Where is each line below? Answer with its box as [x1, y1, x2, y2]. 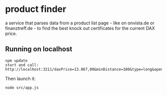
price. [5, 30, 17, 36]
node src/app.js [5, 85, 39, 90]
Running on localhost [5, 45, 73, 53]
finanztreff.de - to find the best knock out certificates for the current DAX [5, 25, 155, 31]
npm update [5, 58, 28, 63]
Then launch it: [5, 76, 36, 82]
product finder [5, 3, 67, 15]
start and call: [5, 62, 39, 68]
